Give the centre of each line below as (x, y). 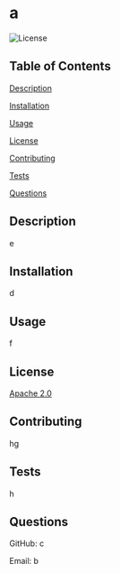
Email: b (24, 561)
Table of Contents (60, 66)
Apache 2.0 (30, 393)
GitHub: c (27, 543)
